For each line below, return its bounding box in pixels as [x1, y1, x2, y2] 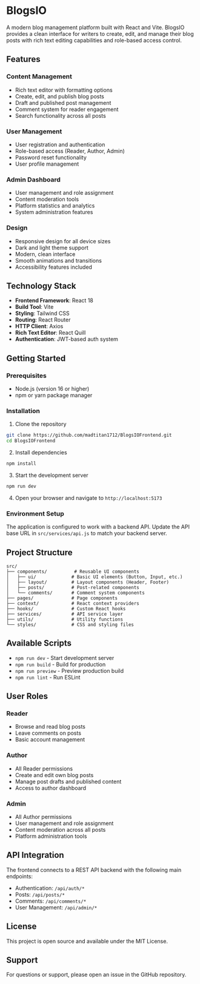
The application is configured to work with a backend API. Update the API [6, 523, 190, 531]
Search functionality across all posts [15, 112, 106, 119]
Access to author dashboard [15, 784, 87, 792]
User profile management [15, 160, 79, 167]
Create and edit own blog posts [15, 771, 94, 778]
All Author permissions [15, 814, 72, 821]
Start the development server [15, 471, 89, 479]
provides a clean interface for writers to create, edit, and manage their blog [6, 30, 194, 37]
